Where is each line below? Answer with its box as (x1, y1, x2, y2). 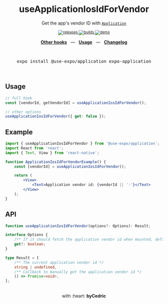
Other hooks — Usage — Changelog (40, 39, 127, 45)
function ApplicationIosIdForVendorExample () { (5, 159, 106, 164)
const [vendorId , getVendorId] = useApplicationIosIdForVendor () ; (5, 100, 146, 105)
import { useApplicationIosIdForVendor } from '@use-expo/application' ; (5, 141, 160, 146)
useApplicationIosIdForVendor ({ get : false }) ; (5, 114, 106, 119)
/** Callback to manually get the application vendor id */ (14, 269, 142, 274)
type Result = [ (5, 255, 39, 260)
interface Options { (5, 232, 48, 237)
